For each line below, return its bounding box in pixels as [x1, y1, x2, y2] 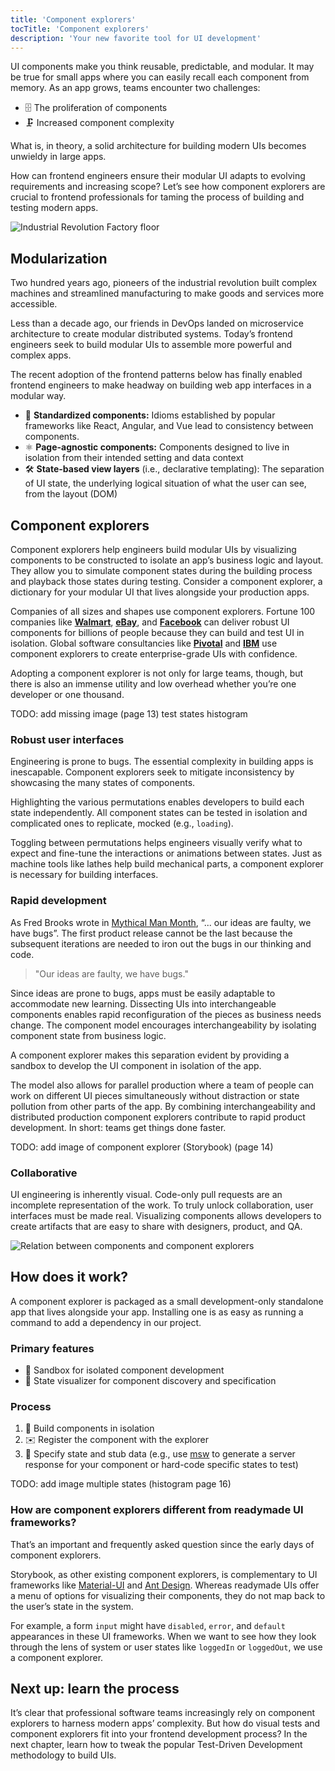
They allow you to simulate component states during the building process [10, 565, 313, 576]
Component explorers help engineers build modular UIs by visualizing [10, 544, 297, 555]
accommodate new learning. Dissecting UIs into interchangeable [10, 997, 277, 1010]
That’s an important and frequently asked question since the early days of [10, 1538, 315, 1550]
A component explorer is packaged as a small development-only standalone [10, 1295, 324, 1307]
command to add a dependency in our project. [10, 1316, 202, 1328]
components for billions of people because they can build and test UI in [10, 627, 305, 638]
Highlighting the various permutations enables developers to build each [10, 796, 305, 808]
